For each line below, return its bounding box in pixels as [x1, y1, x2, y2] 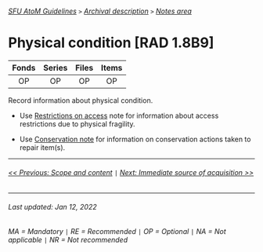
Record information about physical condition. [8, 95, 153, 105]
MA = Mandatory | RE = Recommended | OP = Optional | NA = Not [8, 226, 227, 236]
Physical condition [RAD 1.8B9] [8, 34, 214, 51]
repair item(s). [19, 142, 66, 152]
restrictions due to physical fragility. [19, 119, 135, 129]
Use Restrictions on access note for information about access [19, 111, 219, 120]
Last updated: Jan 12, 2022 [8, 203, 97, 212]
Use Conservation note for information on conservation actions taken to [19, 134, 251, 144]
